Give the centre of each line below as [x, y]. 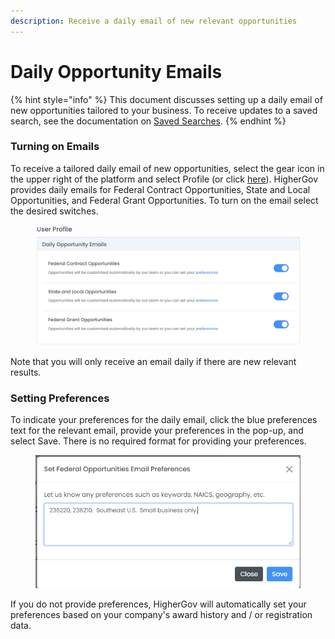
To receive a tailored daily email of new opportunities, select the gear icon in [167, 168]
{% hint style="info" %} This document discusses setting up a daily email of [166, 99]
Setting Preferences [60, 398]
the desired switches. [54, 211]
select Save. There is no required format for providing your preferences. [158, 441]
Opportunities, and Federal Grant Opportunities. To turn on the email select [164, 200]
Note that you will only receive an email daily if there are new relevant [153, 361]
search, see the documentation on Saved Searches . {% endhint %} [148, 121]
